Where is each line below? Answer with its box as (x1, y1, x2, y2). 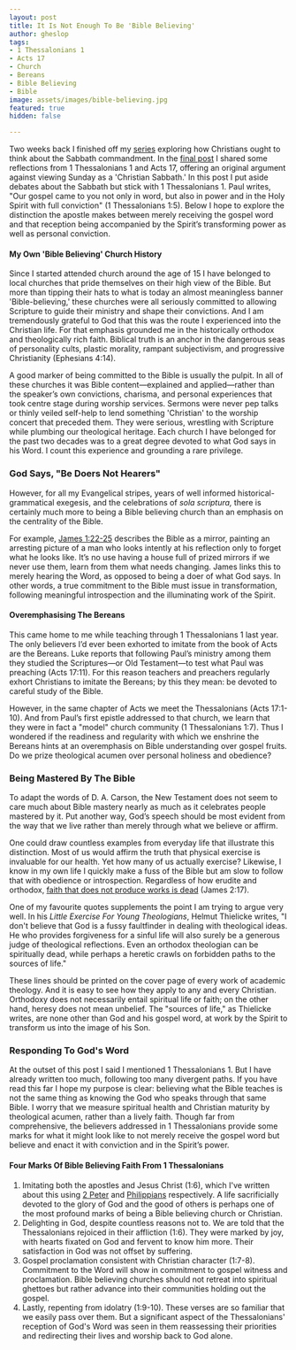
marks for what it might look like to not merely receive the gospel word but (9, 1130, 280, 1141)
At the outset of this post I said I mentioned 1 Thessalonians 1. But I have (9, 1064, 272, 1076)
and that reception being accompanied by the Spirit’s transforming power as (9, 219, 287, 230)
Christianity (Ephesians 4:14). (9, 353, 117, 364)
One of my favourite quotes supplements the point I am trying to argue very (9, 902, 285, 913)
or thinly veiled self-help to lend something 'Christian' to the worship (9, 408, 259, 419)
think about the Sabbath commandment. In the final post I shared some (9, 153, 268, 164)
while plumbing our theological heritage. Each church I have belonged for (9, 427, 277, 437)
